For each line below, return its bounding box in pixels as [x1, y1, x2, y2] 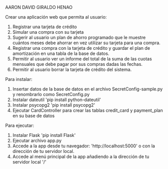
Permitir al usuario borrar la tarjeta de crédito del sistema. [12, 66, 132, 72]
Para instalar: [5, 76, 33, 82]
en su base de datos [12, 113, 55, 119]
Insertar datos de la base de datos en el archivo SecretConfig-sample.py [12, 86, 163, 92]
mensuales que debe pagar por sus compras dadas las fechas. [12, 61, 143, 67]
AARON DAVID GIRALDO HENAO [5, 5, 73, 10]
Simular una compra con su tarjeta [12, 29, 84, 35]
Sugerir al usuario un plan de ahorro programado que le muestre [12, 35, 146, 40]
